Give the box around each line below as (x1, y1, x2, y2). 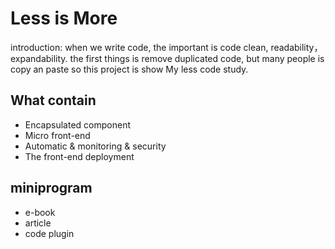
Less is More (10, 7, 118, 30)
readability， (270, 41, 323, 53)
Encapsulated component (24, 118, 131, 131)
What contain (10, 92, 97, 109)
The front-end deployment (24, 150, 135, 162)
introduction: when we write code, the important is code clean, (10, 41, 269, 53)
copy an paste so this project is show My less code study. (10, 63, 249, 75)
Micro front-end (24, 129, 91, 141)
